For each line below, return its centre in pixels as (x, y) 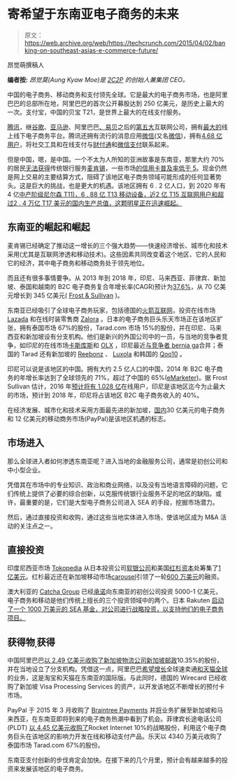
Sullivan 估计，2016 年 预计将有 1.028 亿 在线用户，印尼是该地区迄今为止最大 (116, 386)
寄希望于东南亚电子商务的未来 (93, 14)
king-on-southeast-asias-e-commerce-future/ (91, 50)
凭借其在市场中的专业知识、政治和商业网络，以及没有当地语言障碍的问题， (114, 484)
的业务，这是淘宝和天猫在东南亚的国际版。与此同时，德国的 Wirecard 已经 (114, 678)
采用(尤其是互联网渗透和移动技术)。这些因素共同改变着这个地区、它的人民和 (117, 254)
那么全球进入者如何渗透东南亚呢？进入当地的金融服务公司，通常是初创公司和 (117, 461)
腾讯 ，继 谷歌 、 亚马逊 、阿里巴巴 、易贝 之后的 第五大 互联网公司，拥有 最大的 (114, 127)
